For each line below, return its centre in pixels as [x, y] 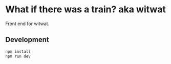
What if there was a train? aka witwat [86, 9]
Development [27, 40]
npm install [18, 51]
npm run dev [18, 56]
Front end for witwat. [27, 24]
